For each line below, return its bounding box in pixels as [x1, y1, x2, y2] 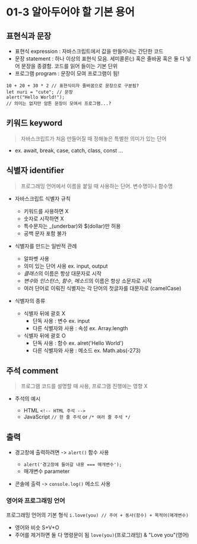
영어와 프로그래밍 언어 [6, 497, 65, 505]
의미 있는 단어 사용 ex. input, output [23, 262, 108, 270]
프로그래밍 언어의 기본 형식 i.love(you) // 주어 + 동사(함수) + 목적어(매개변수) [6, 511, 189, 519]
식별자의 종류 [14, 297, 46, 304]
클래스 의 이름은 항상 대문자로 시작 [23, 270, 102, 277]
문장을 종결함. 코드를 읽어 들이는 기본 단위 [21, 63, 118, 69]
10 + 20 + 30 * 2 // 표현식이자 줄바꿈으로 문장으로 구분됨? [6, 83, 139, 89]
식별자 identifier [6, 165, 65, 175]
